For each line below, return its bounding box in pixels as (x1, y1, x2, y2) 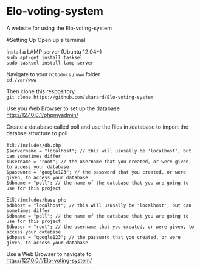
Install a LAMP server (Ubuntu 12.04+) (6, 48, 102, 55)
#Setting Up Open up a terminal (6, 36, 86, 43)
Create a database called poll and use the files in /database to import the (6, 123, 188, 130)
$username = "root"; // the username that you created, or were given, (6, 158, 191, 165)
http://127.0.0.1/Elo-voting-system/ (6, 257, 92, 264)
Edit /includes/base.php (6, 196, 67, 203)
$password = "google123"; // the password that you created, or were (6, 169, 187, 175)
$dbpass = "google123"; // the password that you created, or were (6, 234, 181, 240)
